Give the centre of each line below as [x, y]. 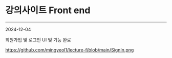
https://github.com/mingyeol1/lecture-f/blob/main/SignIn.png [70, 50]
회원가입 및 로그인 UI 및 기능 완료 [38, 40]
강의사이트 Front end [48, 10]
